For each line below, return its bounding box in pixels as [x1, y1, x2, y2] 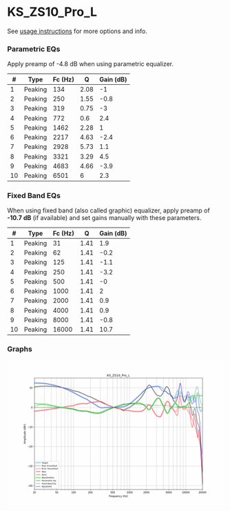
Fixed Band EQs [7, 190, 61, 200]
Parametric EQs [7, 44, 61, 54]
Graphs [7, 344, 32, 354]
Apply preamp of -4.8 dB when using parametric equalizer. [7, 60, 174, 68]
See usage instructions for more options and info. [7, 27, 148, 35]
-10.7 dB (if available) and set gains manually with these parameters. [7, 214, 202, 222]
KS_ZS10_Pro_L [7, 4, 98, 20]
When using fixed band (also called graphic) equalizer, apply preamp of [7, 206, 210, 214]
